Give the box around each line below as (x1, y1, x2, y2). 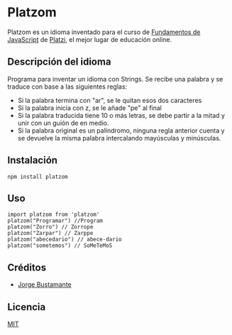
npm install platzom (7, 173, 69, 180)
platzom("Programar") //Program (7, 217, 103, 224)
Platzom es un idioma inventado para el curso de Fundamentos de (7, 28, 201, 36)
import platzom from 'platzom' (7, 211, 100, 219)
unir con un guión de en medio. (17, 119, 109, 127)
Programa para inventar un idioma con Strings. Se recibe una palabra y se (7, 75, 223, 83)
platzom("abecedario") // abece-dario (7, 236, 122, 243)
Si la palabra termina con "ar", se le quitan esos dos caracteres (17, 96, 202, 104)
